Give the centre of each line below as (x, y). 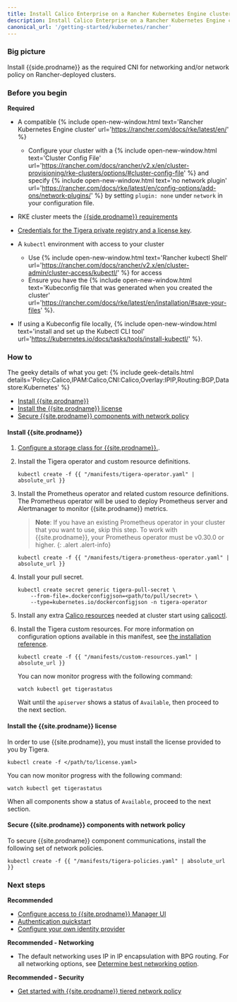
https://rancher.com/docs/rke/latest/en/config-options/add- (129, 188)
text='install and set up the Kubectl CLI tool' (81, 331)
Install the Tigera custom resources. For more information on (105, 629)
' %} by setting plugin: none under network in (157, 195)
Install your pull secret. (50, 577)
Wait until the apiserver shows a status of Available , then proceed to (118, 702)
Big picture (26, 52)
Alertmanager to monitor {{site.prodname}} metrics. (92, 509)
